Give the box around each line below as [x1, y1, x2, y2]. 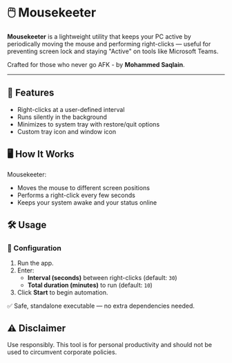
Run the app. [17, 259, 54, 268]
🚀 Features [7, 87, 55, 99]
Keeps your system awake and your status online [17, 198, 157, 207]
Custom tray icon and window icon [17, 127, 116, 136]
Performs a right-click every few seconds [17, 191, 136, 199]
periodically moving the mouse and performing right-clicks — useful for [7, 39, 211, 48]
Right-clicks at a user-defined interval [17, 105, 125, 113]
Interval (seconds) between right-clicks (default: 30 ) [27, 274, 177, 282]
